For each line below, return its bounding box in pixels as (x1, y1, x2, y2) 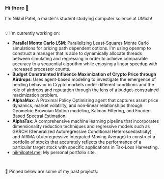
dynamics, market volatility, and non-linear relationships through (12, 102, 143, 108)
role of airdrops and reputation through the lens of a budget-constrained (12, 87, 159, 93)
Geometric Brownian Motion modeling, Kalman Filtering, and (12, 108, 134, 114)
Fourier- (135, 108, 152, 114)
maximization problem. (12, 92, 59, 98)
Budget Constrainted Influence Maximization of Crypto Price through (12, 71, 157, 77)
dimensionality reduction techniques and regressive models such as (12, 124, 150, 129)
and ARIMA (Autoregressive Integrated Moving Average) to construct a (12, 134, 156, 140)
